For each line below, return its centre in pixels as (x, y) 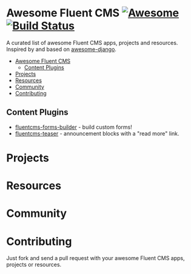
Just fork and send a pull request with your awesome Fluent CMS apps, (95, 258)
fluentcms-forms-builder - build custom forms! (73, 127)
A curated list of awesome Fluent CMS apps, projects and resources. (92, 43)
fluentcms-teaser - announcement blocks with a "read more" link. (97, 133)
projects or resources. (34, 265)
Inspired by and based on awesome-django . (62, 49)
